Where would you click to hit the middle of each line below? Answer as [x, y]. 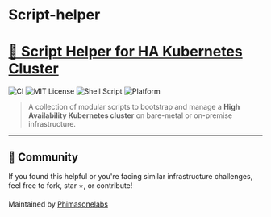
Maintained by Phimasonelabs [58, 204]
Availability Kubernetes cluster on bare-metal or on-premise [130, 115]
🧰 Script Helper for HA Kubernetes [126, 52]
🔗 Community [44, 157]
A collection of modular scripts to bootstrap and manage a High [134, 107]
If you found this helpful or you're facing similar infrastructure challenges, [131, 176]
